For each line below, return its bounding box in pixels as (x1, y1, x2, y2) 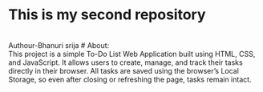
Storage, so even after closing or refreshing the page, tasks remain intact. (8, 74, 252, 84)
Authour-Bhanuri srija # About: (8, 40, 110, 50)
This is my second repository (8, 6, 206, 24)
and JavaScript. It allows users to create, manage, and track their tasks (8, 58, 243, 67)
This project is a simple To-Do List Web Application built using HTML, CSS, (8, 49, 256, 58)
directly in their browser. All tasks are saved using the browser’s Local (8, 66, 239, 75)
